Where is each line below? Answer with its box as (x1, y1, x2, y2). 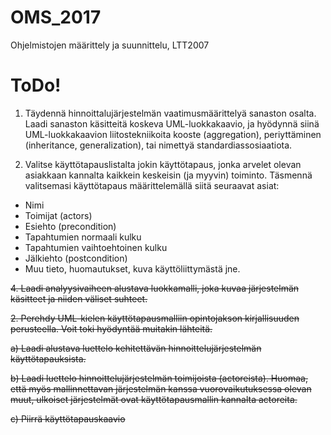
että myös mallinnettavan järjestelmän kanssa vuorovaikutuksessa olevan (10, 382, 312, 395)
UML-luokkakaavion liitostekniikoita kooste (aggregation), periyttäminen (24, 128, 322, 140)
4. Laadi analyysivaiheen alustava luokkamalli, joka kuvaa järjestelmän (10, 282, 300, 294)
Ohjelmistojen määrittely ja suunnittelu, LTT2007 (10, 39, 210, 51)
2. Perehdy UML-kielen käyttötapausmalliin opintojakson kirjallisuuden (10, 312, 300, 324)
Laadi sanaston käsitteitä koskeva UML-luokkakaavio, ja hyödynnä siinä (24, 117, 320, 130)
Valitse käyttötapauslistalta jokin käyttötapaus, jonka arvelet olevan (24, 158, 302, 170)
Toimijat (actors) (24, 209, 93, 221)
